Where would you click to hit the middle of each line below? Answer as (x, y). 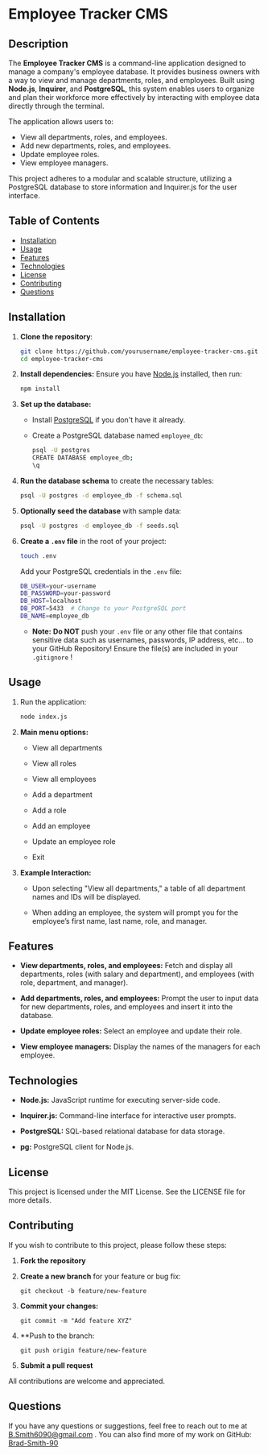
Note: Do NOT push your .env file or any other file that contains (137, 631)
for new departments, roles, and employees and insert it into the (126, 1007)
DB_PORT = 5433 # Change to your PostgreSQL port (103, 609)
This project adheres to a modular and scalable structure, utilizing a (120, 179)
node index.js (43, 717)
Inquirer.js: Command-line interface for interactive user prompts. (128, 1116)
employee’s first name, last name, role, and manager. (120, 921)
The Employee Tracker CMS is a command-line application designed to (127, 63)
